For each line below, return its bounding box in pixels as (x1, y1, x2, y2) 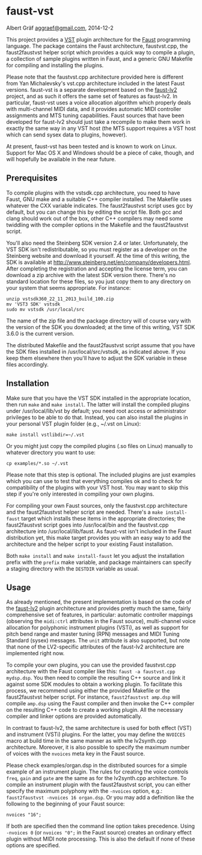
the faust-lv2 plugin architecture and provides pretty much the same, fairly (6, 605, 191, 612)
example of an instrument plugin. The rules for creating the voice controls (6, 768, 189, 775)
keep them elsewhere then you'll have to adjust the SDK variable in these (6, 354, 188, 362)
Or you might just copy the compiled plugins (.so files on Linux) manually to (6, 442, 194, 449)
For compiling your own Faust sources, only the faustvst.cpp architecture (6, 502, 188, 509)
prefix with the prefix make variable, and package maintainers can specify (6, 559, 192, 566)
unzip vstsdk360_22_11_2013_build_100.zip (6, 296, 114, 302)
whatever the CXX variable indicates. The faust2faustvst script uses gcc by (6, 202, 194, 209)
